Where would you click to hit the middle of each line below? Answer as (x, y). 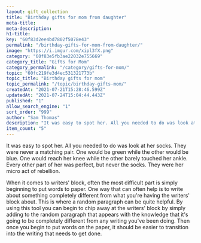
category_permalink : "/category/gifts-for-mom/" (68, 67)
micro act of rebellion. (33, 171)
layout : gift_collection (37, 12)
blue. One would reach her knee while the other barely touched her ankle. (97, 158)
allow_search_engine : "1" (38, 106)
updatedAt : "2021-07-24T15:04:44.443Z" (56, 95)
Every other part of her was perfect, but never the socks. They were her (95, 165)
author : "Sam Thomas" (33, 117)
